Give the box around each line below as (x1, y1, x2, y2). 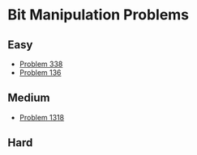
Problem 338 (19, 59, 63, 69)
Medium (7, 91, 50, 105)
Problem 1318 (19, 112, 65, 122)
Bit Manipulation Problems (7, 6, 190, 24)
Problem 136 (19, 68, 62, 77)
